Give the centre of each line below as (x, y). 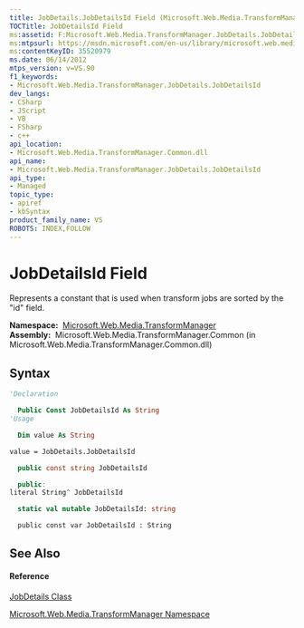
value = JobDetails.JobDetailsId (72, 451)
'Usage (22, 419)
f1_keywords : (34, 77)
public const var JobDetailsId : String (95, 526)
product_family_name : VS (56, 220)
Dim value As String (56, 435)
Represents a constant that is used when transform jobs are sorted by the (147, 298)
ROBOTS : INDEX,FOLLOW (50, 228)
